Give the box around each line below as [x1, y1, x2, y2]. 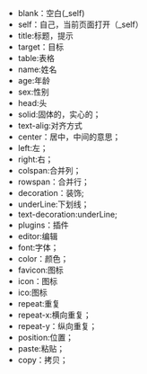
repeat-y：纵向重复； [17, 321, 98, 331]
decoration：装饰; [17, 188, 84, 198]
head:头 [17, 98, 48, 108]
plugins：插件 [17, 219, 69, 230]
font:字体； [17, 242, 59, 253]
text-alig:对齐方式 [17, 120, 83, 130]
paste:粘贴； [17, 343, 65, 353]
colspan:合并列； [17, 165, 82, 175]
